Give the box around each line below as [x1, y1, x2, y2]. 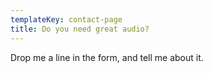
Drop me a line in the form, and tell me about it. [10, 51, 204, 63]
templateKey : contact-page [10, 14, 123, 25]
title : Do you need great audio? [10, 24, 150, 34]
